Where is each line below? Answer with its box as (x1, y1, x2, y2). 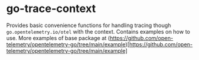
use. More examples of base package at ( (6, 34, 110, 41)
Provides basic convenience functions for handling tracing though (6, 22, 172, 29)
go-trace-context (6, 2, 96, 16)
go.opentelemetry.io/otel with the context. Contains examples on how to (6, 28, 191, 35)
